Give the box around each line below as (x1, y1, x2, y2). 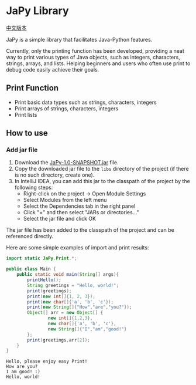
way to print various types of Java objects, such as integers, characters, (6, 53, 180, 60)
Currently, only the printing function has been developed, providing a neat (6, 47, 184, 54)
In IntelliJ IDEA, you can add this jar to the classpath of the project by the (14, 178, 190, 185)
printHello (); (27, 277, 61, 283)
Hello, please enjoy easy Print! (6, 359, 88, 364)
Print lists (14, 111, 37, 118)
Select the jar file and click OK (23, 215, 97, 222)
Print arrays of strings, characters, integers (14, 104, 119, 112)
